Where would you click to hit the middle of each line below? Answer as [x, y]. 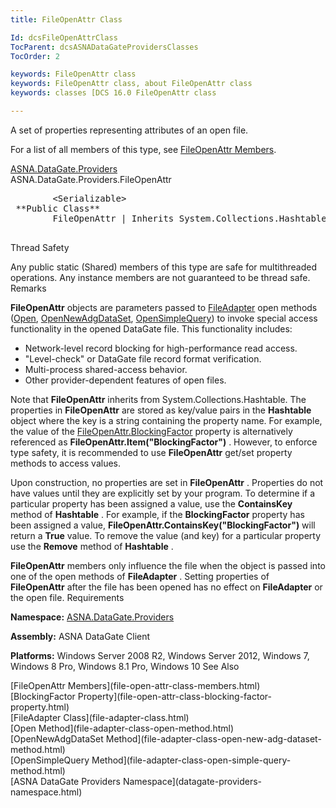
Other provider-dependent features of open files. [125, 380]
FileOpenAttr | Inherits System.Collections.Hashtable [189, 218]
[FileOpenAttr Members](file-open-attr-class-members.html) [135, 685]
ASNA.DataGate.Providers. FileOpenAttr [91, 179]
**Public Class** [58, 208]
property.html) [40, 707]
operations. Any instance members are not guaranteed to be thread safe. [160, 277]
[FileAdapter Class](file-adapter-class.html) [100, 717]
